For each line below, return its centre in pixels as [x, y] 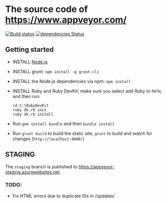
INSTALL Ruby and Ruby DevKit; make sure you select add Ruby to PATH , [87, 91]
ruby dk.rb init [29, 110]
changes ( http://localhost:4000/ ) [48, 139]
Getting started [30, 49]
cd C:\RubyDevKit [31, 106]
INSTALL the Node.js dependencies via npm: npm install [72, 81]
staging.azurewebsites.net [33, 172]
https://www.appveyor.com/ [66, 20]
